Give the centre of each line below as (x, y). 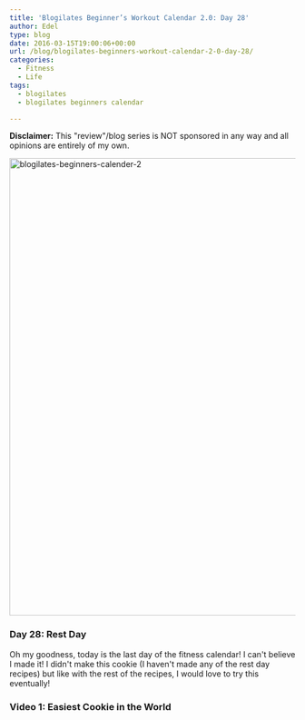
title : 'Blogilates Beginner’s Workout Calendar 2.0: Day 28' (129, 18)
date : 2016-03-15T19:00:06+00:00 (73, 43)
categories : (32, 60)
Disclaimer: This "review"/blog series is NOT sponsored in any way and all (149, 136)
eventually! (30, 683)
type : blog (30, 35)
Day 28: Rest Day (48, 635)
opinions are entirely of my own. (69, 145)
